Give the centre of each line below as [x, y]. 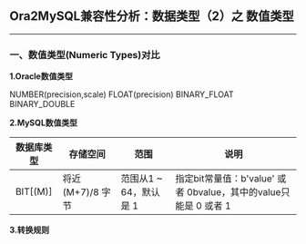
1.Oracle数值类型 [41, 76]
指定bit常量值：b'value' [225, 179]
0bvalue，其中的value [234, 192]
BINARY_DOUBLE [42, 104]
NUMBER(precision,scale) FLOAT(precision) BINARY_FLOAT [122, 94]
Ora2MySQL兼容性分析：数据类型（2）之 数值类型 [152, 16]
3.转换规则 [30, 230]
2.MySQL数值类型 [44, 123]
